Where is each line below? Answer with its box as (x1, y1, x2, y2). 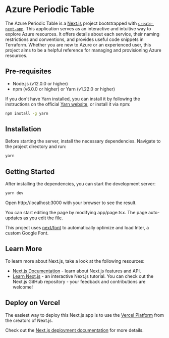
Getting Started (5, 167, 55, 176)
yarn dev (5, 190, 24, 196)
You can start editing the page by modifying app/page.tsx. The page (5, 210, 147, 215)
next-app (5, 26, 24, 31)
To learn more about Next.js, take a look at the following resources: (5, 258, 145, 264)
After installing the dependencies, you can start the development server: (5, 181, 156, 187)
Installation (5, 125, 41, 133)
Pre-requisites (5, 67, 51, 76)
